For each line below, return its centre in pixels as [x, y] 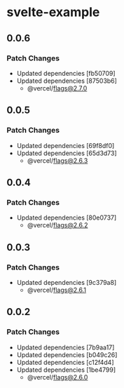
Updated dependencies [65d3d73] [67, 153]
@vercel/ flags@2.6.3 [57, 160]
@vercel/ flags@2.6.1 [57, 290]
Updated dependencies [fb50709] [66, 73]
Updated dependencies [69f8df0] [66, 145]
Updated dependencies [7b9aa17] [66, 347]
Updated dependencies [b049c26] [67, 354]
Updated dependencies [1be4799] [66, 370]
